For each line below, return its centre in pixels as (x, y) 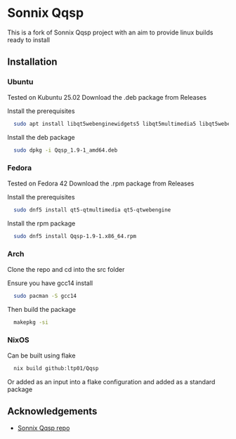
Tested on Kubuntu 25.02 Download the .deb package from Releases (107, 97)
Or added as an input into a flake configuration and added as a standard (111, 381)
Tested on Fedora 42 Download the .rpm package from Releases (101, 183)
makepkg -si (31, 322)
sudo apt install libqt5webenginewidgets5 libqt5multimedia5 (105, 124)
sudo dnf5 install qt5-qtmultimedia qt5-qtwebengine (92, 210)
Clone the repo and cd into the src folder (66, 269)
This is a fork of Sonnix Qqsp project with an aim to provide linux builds (110, 32)
